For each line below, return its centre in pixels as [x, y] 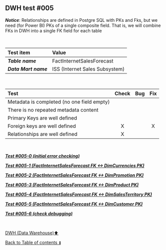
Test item [19, 53]
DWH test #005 [29, 8]
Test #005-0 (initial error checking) [43, 156]
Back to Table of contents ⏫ [33, 242]
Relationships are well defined [43, 134]
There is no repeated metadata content [53, 110]
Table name [22, 61]
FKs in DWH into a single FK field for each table [54, 31]
